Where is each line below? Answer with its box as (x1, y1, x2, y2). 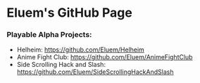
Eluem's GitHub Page (6, 5, 133, 21)
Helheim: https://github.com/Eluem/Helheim (16, 45, 145, 54)
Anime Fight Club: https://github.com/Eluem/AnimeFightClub (16, 53, 193, 61)
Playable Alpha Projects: (6, 30, 92, 40)
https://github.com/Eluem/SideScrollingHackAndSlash (16, 68, 174, 76)
